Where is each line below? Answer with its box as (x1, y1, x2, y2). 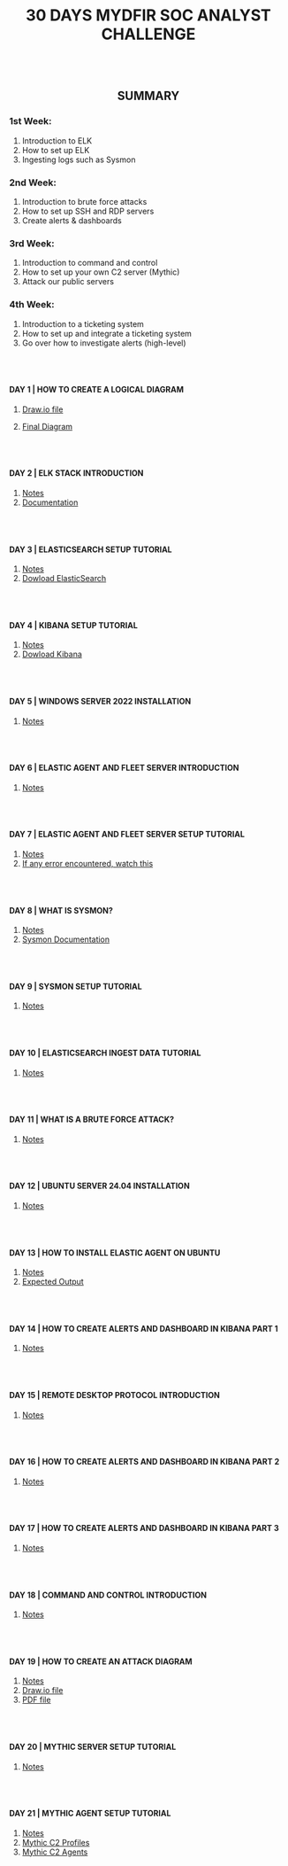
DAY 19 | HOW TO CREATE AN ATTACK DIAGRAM (9, 1656, 193, 1667)
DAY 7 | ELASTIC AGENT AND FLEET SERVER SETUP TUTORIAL (9, 829, 246, 840)
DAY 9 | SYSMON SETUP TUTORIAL (9, 981, 143, 991)
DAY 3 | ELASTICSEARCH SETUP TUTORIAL (9, 544, 172, 555)
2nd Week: (9, 176, 57, 189)
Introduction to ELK (21, 135, 93, 146)
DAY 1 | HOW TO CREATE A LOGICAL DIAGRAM (9, 385, 184, 395)
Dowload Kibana (21, 649, 82, 660)
